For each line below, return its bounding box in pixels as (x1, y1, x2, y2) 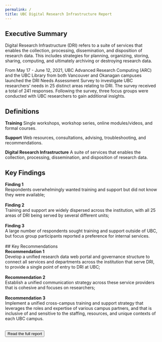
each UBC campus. (5, 315, 44, 321)
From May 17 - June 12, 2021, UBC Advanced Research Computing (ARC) (5, 68, 152, 73)
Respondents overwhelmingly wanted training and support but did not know (5, 187, 157, 192)
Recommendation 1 (5, 248, 45, 254)
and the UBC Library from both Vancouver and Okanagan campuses (5, 72, 142, 78)
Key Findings (5, 169, 46, 177)
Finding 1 (5, 181, 24, 187)
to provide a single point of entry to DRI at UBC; (5, 264, 101, 270)
